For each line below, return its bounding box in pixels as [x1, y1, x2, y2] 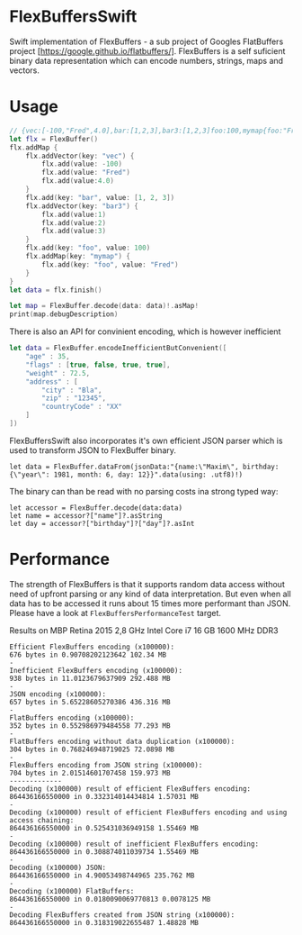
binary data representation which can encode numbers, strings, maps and [9, 55, 284, 66]
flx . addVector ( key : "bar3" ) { [25, 201, 139, 211]
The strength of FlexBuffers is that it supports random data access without [9, 578, 285, 589]
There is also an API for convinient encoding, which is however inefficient [9, 326, 281, 337]
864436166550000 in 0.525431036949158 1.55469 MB [9, 823, 200, 832]
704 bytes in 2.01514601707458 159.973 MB [9, 768, 171, 777]
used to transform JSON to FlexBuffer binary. [9, 444, 177, 456]
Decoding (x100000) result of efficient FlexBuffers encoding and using [9, 808, 288, 817]
